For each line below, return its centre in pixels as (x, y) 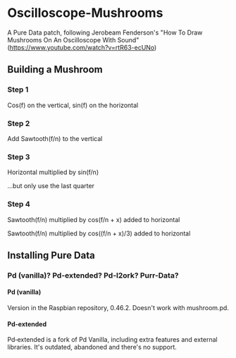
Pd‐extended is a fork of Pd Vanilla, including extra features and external (112, 340)
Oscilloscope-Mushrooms (85, 13)
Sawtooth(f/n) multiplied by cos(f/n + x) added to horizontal (94, 219)
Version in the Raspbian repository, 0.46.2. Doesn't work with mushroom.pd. (118, 308)
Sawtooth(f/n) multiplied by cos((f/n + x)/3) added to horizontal (99, 233)
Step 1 (18, 89)
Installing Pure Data (51, 255)
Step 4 (19, 204)
